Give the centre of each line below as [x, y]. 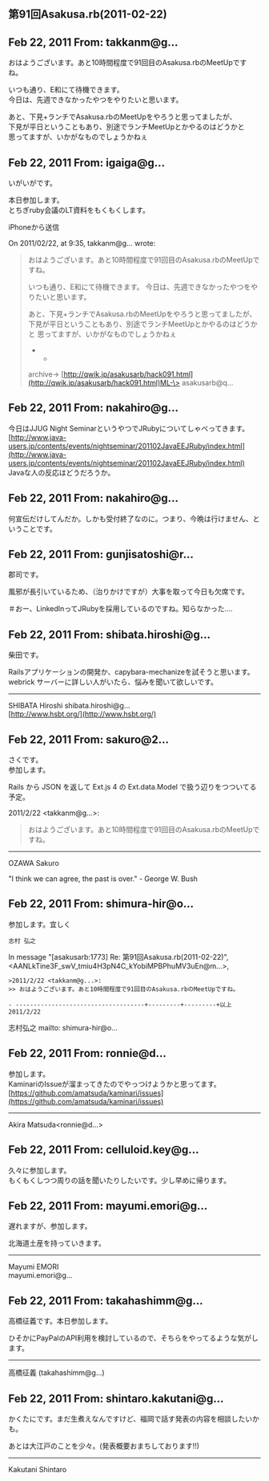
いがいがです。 [33, 183]
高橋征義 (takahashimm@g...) [57, 1373]
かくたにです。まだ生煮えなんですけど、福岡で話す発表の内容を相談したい [130, 1418]
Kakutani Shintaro [38, 1469]
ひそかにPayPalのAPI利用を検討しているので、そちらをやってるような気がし [133, 1338]
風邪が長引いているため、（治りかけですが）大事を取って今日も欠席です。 [129, 592]
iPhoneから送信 [34, 227]
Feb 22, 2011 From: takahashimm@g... [106, 1301]
